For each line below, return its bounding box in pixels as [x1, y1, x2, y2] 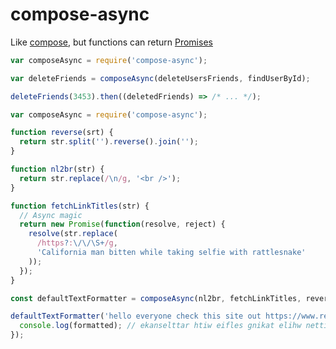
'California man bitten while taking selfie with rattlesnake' [36, 248, 307, 258]
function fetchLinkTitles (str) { [10, 201, 150, 211]
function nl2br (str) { [10, 164, 105, 175]
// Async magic [19, 210, 83, 220]
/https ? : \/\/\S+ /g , [36, 238, 118, 248]
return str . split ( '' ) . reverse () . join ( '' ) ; [19, 137, 199, 147]
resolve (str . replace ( [28, 229, 118, 239]
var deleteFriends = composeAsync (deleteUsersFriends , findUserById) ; [10, 73, 311, 83]
